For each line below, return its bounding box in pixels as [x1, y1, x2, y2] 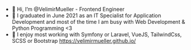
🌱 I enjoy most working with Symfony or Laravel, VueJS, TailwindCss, [11, 31, 182, 38]
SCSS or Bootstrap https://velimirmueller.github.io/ [11, 37, 136, 44]
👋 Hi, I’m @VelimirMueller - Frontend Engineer [11, 6, 125, 12]
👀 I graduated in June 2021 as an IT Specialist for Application [11, 12, 162, 19]
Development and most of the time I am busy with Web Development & [11, 18, 186, 25]
